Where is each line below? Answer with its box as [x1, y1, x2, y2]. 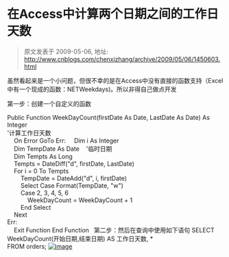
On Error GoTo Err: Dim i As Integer [13, 136, 119, 145]
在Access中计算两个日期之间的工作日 [7, 6, 219, 22]
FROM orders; [7, 242, 47, 250]
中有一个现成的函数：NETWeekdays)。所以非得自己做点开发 [7, 85, 177, 93]
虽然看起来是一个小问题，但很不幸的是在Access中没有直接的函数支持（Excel [7, 76, 224, 84]
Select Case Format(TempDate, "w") [20, 181, 123, 189]
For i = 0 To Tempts [13, 167, 69, 175]
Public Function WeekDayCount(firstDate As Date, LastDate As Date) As [7, 113, 210, 121]
